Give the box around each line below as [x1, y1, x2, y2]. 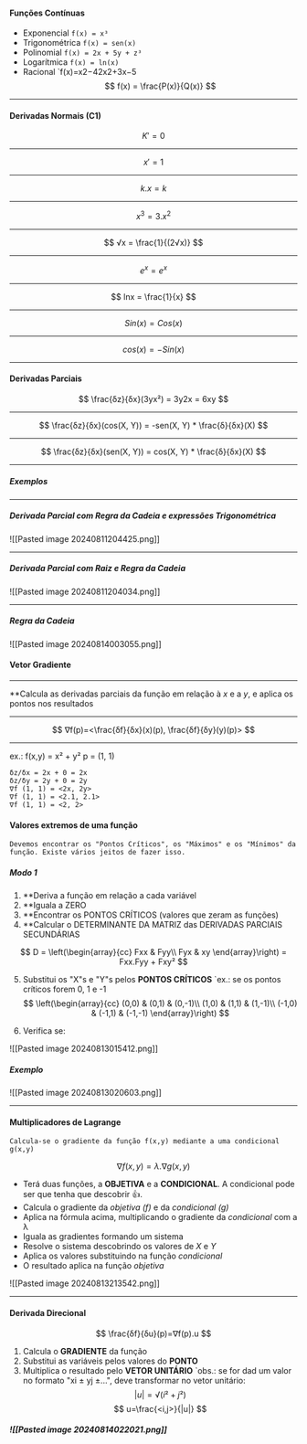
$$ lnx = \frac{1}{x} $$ [111, 291, 196, 302]
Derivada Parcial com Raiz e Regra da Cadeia [9, 563, 185, 574]
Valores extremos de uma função [9, 819, 139, 831]
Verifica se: [22, 1025, 66, 1036]
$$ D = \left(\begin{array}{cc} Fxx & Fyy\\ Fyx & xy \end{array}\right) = [19, 947, 288, 958]
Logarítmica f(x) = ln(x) [22, 57, 120, 68]
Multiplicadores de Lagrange [9, 1116, 122, 1128]
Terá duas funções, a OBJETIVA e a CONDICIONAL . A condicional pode [22, 1179, 295, 1190]
